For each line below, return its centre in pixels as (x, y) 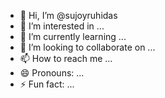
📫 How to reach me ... (66, 58)
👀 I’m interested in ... (62, 26)
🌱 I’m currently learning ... (73, 36)
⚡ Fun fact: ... (47, 84)
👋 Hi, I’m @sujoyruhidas (68, 15)
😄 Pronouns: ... (52, 73)
